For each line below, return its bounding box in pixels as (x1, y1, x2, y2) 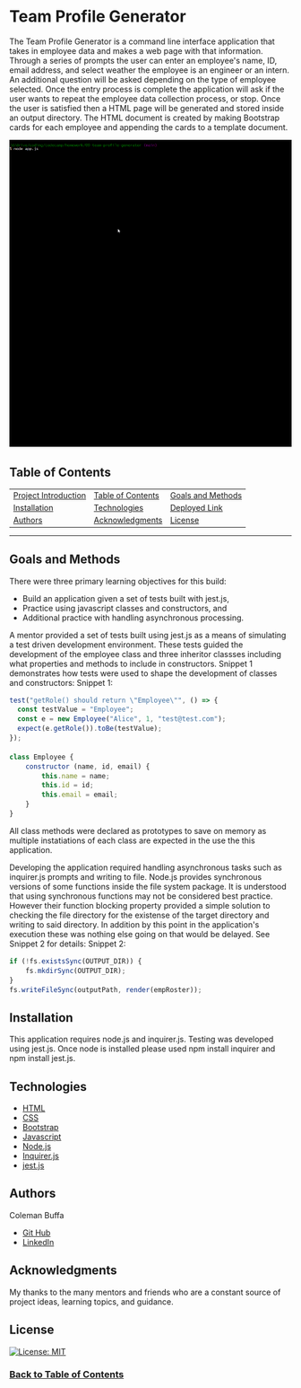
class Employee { (9, 752, 74, 761)
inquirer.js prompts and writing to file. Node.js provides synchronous (9, 871, 262, 882)
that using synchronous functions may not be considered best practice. (9, 891, 273, 901)
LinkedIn (21, 1236, 55, 1247)
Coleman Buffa (9, 1209, 64, 1220)
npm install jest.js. (9, 1053, 76, 1064)
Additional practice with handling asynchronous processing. (21, 612, 245, 623)
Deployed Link (169, 503, 223, 514)
